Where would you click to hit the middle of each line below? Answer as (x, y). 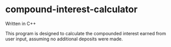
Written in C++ (21, 24)
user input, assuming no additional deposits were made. (64, 39)
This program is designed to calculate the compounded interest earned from (86, 33)
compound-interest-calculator (71, 9)
